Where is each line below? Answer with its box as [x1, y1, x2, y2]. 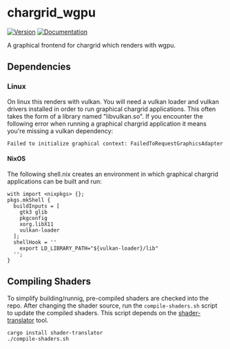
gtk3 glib [19, 208, 48, 215]
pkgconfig [19, 215, 48, 221]
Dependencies [7, 61, 71, 73]
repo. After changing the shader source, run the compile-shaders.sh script [7, 301, 218, 310]
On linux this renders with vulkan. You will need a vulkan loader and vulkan [7, 97, 219, 106]
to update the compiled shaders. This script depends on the [7, 308, 177, 317]
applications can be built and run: [7, 177, 102, 186]
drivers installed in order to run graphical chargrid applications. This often [7, 105, 216, 113]
